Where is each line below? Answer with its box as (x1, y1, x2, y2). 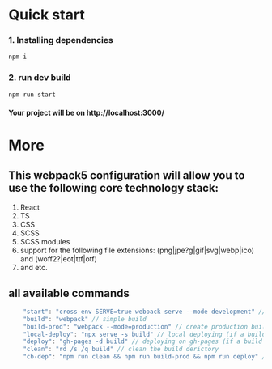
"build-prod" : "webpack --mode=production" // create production (23, 322, 249, 331)
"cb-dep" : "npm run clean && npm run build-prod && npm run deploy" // (23, 353, 270, 361)
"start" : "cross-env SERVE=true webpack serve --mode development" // (23, 307, 266, 316)
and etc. (19, 263, 49, 273)
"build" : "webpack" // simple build (23, 315, 147, 323)
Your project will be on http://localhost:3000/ (8, 108, 164, 118)
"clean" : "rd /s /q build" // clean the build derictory (23, 346, 219, 354)
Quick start (8, 6, 85, 24)
